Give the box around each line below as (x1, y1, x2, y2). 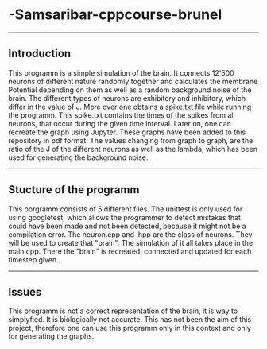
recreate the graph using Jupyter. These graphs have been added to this (8, 127, 246, 137)
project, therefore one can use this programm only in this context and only (8, 324, 252, 333)
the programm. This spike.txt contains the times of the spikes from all (8, 110, 236, 120)
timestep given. (8, 254, 59, 264)
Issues (8, 285, 42, 299)
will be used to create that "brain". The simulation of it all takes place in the (8, 238, 253, 247)
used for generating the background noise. (8, 153, 149, 162)
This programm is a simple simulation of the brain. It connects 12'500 (8, 68, 234, 77)
